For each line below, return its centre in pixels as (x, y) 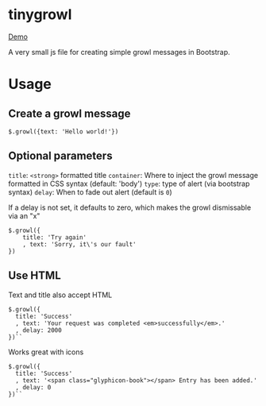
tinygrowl (40, 15)
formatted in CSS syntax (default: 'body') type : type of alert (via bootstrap (129, 184)
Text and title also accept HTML (60, 295)
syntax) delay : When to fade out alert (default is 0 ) (90, 191)
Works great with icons (46, 352)
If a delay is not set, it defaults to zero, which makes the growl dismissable (130, 207)
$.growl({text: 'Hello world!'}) (64, 131)
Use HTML (35, 276)
